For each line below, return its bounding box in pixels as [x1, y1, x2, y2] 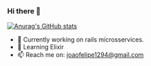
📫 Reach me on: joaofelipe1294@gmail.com [17, 51, 144, 59]
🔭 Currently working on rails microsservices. [17, 35, 144, 44]
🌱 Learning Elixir [17, 43, 64, 51]
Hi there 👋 [7, 6, 42, 16]
